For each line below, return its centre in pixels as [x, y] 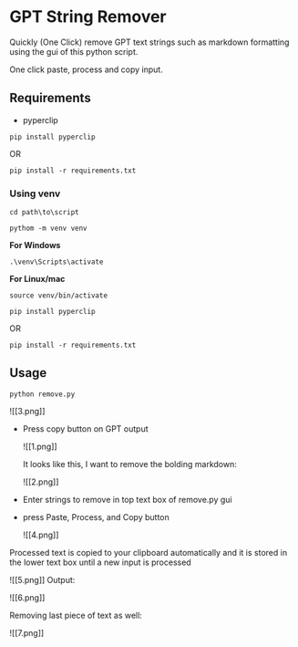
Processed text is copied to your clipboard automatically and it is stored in [149, 552]
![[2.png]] [41, 482]
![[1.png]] [40, 446]
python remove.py [42, 394]
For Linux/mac [37, 279]
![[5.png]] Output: [42, 579]
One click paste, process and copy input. [87, 69]
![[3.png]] [27, 411]
